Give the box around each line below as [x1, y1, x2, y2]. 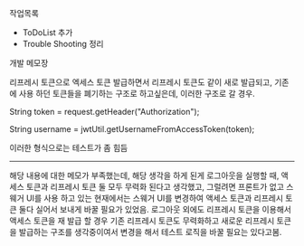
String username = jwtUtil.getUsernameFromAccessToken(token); [9, 124, 255, 134]
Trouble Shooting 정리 [22, 39, 104, 49]
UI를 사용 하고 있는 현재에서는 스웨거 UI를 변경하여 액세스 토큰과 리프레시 [25, 193, 283, 203]
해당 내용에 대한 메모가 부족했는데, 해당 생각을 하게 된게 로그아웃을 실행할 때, [9, 170, 280, 181]
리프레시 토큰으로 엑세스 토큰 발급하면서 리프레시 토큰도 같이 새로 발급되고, [9, 77, 273, 88]
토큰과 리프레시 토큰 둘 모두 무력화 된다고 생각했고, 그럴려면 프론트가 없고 [25, 182, 285, 192]
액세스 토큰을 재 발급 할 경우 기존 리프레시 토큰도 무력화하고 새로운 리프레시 [9, 215, 275, 226]
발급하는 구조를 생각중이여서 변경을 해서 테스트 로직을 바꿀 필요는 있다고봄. [18, 227, 282, 237]
